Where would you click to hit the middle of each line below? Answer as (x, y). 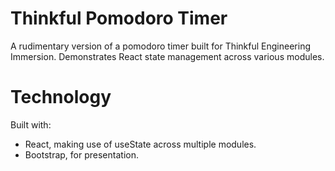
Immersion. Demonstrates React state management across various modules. (167, 56)
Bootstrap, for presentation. (81, 154)
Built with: (31, 124)
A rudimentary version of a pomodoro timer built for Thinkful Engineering (160, 46)
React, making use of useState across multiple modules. (140, 144)
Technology (61, 97)
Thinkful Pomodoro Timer (119, 18)
